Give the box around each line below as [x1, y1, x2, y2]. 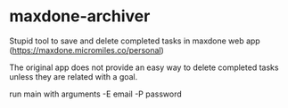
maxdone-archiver [9, 6, 151, 27]
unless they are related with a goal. [9, 71, 138, 81]
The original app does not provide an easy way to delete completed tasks [9, 62, 279, 73]
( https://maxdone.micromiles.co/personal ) [9, 44, 165, 55]
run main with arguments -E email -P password [9, 89, 183, 99]
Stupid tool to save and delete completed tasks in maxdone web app [9, 35, 260, 46]
